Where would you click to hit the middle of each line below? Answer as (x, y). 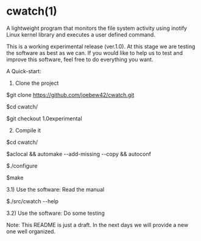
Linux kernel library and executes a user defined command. (81, 34)
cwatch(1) (32, 11)
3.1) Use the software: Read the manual (55, 189)
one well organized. (31, 231)
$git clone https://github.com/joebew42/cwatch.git (70, 95)
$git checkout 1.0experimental (44, 118)
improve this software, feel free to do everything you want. (80, 59)
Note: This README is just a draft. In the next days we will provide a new (97, 225)
